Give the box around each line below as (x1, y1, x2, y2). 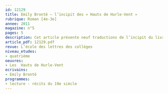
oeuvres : (5, 58, 23, 63)
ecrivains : (5, 68, 28, 73)
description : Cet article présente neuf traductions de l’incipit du (5, 35, 153, 40)
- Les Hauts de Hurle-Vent (5, 63, 64, 68)
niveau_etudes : (5, 49, 37, 54)
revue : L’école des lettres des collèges (5, 44, 93, 49)
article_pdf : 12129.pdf (5, 40, 55, 45)
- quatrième (5, 53, 30, 59)
